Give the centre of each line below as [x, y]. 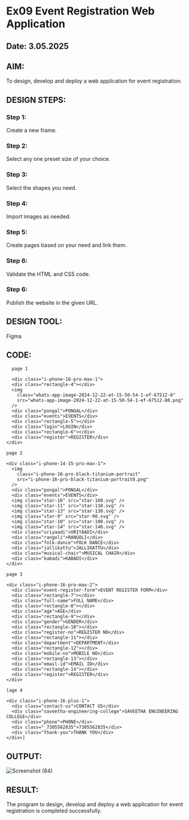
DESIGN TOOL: [34, 321]
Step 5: [17, 232]
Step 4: [17, 203]
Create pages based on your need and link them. [67, 245]
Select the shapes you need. [41, 187]
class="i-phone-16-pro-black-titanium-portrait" [79, 474]
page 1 [20, 369]
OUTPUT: [24, 756]
